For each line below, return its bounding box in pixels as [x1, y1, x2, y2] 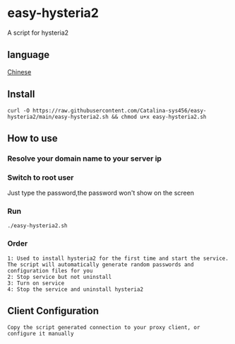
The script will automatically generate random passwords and [7, 260, 194, 268]
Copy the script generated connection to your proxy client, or [7, 323, 200, 331]
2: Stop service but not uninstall [7, 273, 112, 280]
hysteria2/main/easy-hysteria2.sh [7, 113, 109, 120]
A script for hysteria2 [7, 28, 69, 37]
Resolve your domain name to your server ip [7, 154, 162, 164]
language [7, 49, 50, 61]
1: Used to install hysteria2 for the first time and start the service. [7, 255, 229, 262]
